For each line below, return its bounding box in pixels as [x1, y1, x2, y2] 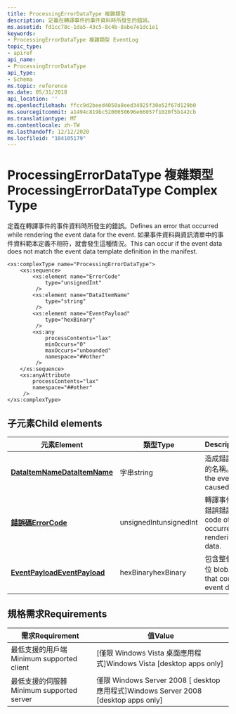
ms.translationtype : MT [7, 115, 77, 122]
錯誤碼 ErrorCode [11, 518, 68, 527]
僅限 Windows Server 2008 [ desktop [96, 675, 221, 685]
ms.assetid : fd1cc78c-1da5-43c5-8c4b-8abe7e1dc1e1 [7, 23, 159, 30]
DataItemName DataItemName [11, 468, 114, 477]
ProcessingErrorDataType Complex [7, 182, 218, 199]
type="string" [44, 298, 86, 305]
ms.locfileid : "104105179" [7, 134, 86, 142]
